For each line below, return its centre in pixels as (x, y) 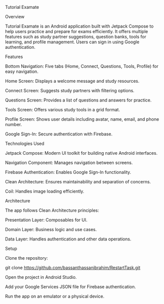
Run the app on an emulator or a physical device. (55, 296)
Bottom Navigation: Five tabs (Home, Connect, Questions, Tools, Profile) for (82, 66)
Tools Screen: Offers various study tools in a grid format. (63, 110)
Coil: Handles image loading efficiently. (45, 191)
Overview (15, 17)
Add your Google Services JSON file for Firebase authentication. (71, 287)
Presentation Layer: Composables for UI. (46, 220)
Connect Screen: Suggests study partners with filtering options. (70, 90)
